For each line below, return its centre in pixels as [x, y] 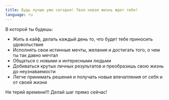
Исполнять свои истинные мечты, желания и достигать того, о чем [86, 50]
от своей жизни [30, 82]
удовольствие [28, 44]
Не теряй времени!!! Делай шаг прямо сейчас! [56, 92]
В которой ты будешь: [29, 29]
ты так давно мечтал [35, 55]
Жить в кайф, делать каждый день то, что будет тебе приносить [83, 39]
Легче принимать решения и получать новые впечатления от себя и [88, 77]
